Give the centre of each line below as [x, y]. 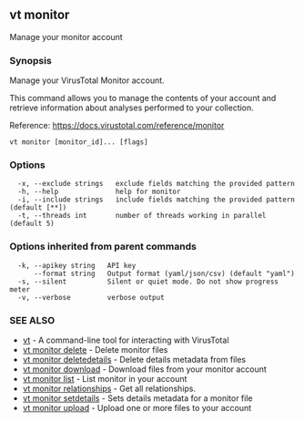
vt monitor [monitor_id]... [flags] [79, 142]
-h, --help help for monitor [99, 192]
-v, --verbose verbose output [91, 297]
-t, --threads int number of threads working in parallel [142, 216]
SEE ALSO [32, 320]
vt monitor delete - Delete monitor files [95, 350]
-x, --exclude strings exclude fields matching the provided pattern [157, 184]
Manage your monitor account [66, 36]
